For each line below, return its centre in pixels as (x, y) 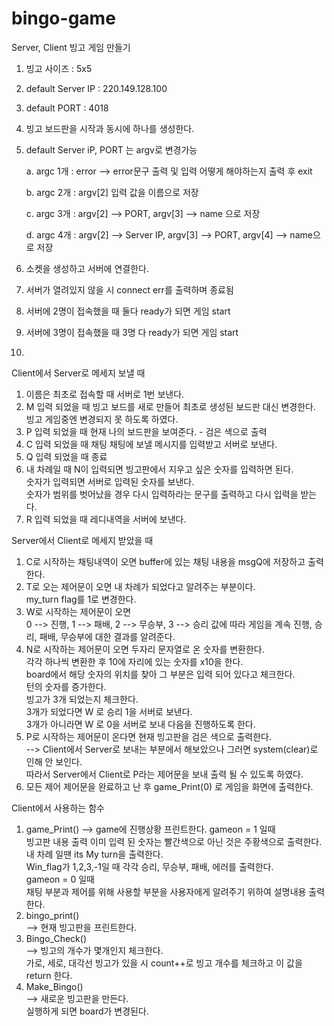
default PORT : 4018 (67, 108)
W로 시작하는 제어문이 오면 (78, 611)
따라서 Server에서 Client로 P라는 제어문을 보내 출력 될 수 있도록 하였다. (164, 774)
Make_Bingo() (54, 986)
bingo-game (63, 18)
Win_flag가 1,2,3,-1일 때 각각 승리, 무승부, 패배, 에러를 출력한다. (149, 866)
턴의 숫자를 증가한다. (66, 686)
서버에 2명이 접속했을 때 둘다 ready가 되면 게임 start (128, 311)
